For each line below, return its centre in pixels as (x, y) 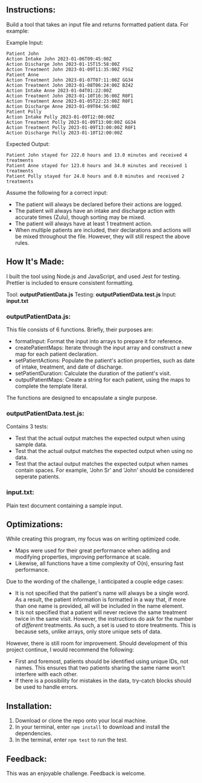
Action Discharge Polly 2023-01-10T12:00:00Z (64, 133)
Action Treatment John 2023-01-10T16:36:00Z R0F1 (70, 96)
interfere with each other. (46, 674)
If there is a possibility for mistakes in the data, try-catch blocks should (103, 680)
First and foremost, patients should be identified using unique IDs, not (102, 661)
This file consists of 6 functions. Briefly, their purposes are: (80, 329)
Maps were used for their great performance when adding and (93, 551)
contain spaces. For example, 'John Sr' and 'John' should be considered (104, 471)
